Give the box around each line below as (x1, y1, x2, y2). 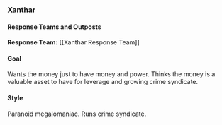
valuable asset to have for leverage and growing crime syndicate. (7, 78, 199, 86)
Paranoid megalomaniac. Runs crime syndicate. (7, 109, 147, 118)
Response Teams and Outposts (7, 23, 101, 31)
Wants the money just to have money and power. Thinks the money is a (7, 70, 216, 78)
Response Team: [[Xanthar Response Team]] (7, 38, 140, 47)
